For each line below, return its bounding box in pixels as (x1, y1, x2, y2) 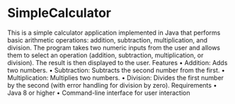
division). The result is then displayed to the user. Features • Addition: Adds (7, 58, 228, 67)
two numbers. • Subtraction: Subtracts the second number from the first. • (7, 66, 225, 74)
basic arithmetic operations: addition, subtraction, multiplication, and (7, 35, 207, 44)
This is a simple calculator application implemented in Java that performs (7, 28, 221, 37)
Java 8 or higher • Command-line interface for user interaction (7, 88, 190, 97)
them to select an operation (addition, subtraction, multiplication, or (7, 51, 204, 59)
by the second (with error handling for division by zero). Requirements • (7, 81, 217, 89)
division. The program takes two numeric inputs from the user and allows (7, 43, 221, 52)
